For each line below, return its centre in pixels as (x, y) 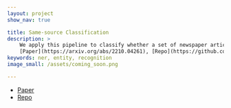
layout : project (30, 13)
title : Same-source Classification (58, 32)
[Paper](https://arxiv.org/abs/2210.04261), (84, 52)
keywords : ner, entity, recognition (59, 58)
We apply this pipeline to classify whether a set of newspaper (113, 45)
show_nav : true (29, 20)
